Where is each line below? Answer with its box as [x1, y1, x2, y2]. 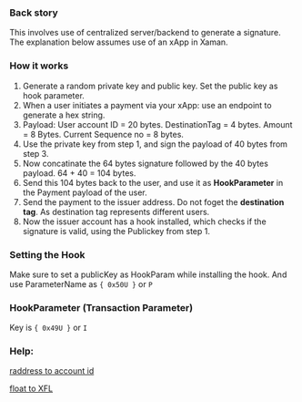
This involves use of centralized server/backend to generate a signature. [9, 27, 281, 38]
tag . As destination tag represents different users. [22, 206, 210, 217]
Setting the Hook [9, 248, 86, 261]
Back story [9, 6, 59, 19]
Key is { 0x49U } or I [9, 322, 88, 334]
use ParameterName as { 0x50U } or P [9, 278, 153, 289]
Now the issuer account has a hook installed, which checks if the [22, 216, 267, 227]
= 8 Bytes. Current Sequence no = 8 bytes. [22, 129, 185, 139]
